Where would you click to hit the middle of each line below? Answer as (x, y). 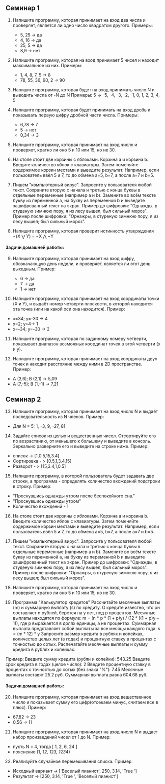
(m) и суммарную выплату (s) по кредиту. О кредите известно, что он (86, 607)
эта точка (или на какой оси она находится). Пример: (69, 309)
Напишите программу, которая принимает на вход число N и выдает (85, 732)
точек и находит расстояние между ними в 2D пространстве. (77, 364)
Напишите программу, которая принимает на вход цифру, (74, 259)
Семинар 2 (23, 399)
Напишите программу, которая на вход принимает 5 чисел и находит (86, 60)
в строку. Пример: (32, 486)
